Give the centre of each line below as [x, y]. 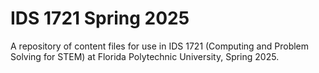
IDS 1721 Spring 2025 [100, 18]
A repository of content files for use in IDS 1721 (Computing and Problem [160, 46]
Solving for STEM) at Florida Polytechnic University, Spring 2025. [145, 56]
